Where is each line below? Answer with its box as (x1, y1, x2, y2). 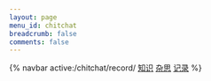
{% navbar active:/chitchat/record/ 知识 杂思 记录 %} (9, 63, 202, 73)
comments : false (9, 37, 69, 47)
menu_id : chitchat (9, 21, 77, 30)
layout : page (9, 12, 58, 22)
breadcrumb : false (9, 29, 77, 38)
